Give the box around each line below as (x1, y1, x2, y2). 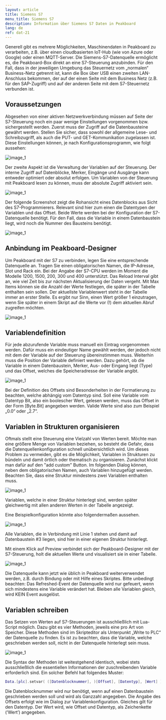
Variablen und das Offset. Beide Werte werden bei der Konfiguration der (5, 209, 152, 215)
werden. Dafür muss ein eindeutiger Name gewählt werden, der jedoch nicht (5, 347, 161, 353)
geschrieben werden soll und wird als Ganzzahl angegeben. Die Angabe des (5, 693, 161, 699)
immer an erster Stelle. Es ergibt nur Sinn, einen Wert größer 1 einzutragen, (5, 294, 158, 300)
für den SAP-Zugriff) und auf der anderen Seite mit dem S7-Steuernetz (5, 81, 150, 87)
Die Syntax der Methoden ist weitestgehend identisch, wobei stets (5, 659, 140, 665)
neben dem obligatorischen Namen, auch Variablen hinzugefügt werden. (5, 467, 153, 473)
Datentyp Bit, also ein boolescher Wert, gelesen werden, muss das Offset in (5, 398, 159, 404)
